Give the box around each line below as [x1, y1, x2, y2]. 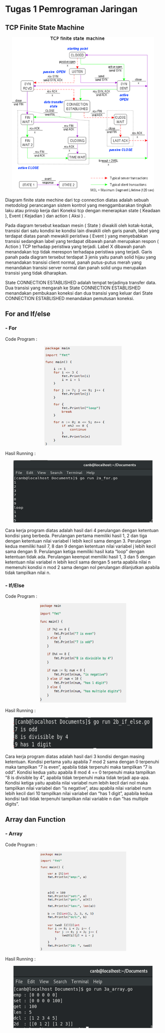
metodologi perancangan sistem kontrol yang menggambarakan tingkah [5, 202, 152, 208]
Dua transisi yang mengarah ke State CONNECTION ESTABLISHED [5, 285, 141, 291]
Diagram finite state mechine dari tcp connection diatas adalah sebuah [5, 197, 149, 203]
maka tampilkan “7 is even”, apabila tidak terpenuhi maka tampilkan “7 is [5, 764, 152, 770]
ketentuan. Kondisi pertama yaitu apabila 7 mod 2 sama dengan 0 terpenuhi [5, 759, 160, 765]
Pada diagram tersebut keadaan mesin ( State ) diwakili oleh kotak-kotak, [5, 223, 154, 228]
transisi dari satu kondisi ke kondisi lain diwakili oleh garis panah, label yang [5, 228, 160, 234]
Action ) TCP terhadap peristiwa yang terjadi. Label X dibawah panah [5, 243, 146, 249]
